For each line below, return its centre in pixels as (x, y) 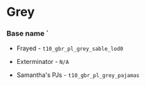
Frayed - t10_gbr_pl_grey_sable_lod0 (70, 48)
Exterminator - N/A (43, 62)
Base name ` (28, 34)
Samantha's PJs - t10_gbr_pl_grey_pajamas (78, 75)
